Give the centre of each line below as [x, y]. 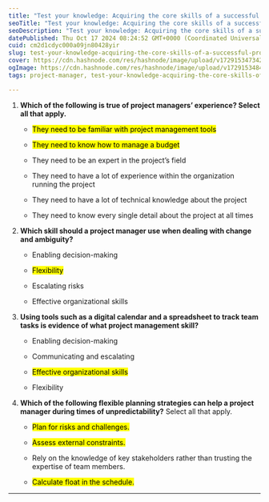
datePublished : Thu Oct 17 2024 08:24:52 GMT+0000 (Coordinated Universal [136, 38]
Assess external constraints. [78, 442]
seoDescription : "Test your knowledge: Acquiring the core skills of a [130, 30]
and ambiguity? [46, 239]
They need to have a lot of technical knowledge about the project [139, 199]
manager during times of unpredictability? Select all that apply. [126, 411]
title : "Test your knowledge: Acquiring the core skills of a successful [134, 16]
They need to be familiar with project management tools [124, 129]
